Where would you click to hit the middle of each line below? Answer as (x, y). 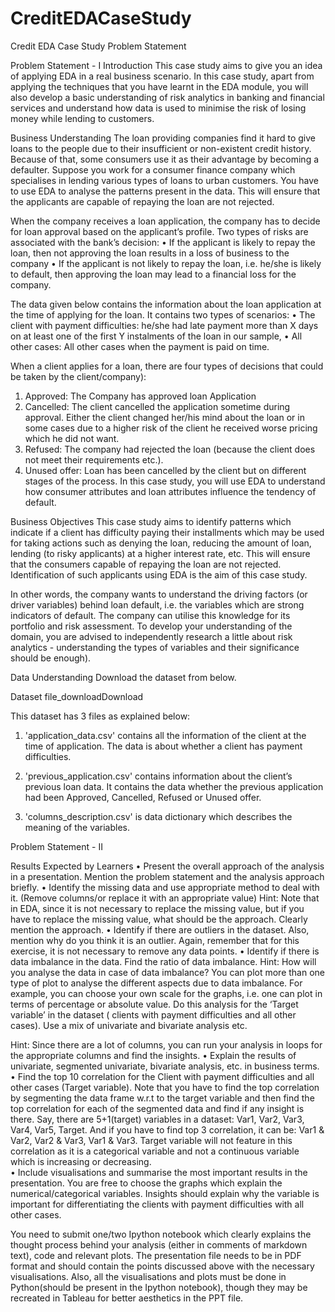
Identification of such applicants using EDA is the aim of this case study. (159, 574)
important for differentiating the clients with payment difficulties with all (157, 1204)
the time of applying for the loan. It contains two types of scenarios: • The (163, 314)
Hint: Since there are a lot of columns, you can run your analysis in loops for (166, 1044)
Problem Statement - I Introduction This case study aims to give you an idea (166, 65)
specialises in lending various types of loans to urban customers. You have (164, 180)
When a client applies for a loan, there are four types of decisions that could (167, 366)
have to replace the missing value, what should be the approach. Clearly (159, 919)
